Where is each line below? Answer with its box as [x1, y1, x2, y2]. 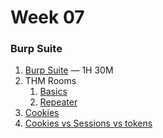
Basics [39, 86, 68, 98]
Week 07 [10, 6, 85, 29]
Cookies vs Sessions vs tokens [24, 117, 153, 130]
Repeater [39, 96, 78, 108]
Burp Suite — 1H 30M [24, 64, 114, 76]
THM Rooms [24, 75, 77, 87]
